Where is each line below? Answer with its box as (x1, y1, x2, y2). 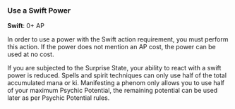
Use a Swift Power (7, 6, 71, 15)
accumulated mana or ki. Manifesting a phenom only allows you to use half (7, 79, 224, 87)
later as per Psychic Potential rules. (7, 94, 110, 102)
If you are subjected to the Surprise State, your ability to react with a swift (7, 64, 222, 72)
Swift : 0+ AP (7, 22, 44, 30)
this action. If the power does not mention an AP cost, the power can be (7, 43, 217, 51)
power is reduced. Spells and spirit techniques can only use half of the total (7, 71, 227, 79)
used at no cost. (7, 50, 54, 58)
